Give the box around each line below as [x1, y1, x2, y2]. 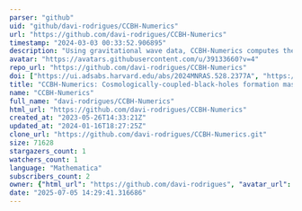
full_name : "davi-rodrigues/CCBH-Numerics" [9, 96, 175, 106]
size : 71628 [9, 138, 54, 147]
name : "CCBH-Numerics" [9, 88, 94, 97]
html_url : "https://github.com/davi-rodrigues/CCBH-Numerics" [9, 105, 247, 114]
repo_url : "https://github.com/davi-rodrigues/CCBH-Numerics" [9, 64, 247, 73]
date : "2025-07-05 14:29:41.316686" [9, 189, 147, 198]
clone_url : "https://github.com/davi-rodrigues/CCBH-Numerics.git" [9, 130, 268, 139]
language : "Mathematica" [9, 163, 102, 172]
